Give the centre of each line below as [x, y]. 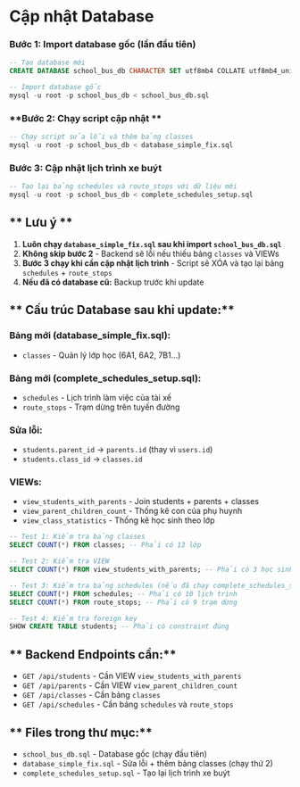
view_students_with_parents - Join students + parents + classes [141, 501]
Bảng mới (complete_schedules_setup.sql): [105, 378]
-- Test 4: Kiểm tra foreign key [74, 618]
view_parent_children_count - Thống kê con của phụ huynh [132, 511]
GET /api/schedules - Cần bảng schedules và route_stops [128, 704]
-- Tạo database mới [48, 63]
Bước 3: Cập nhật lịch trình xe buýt [86, 168]
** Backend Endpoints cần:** [93, 654]
